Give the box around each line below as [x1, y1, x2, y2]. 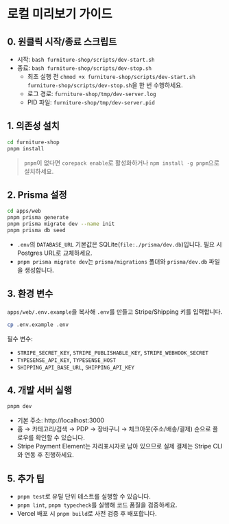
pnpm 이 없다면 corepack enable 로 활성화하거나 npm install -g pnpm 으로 [23, 159, 220, 167]
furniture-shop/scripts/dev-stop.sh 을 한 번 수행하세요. [27, 81, 183, 89]
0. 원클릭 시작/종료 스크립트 [7, 36, 117, 47]
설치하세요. [23, 167, 54, 175]
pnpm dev [7, 403, 32, 410]
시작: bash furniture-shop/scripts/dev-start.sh [16, 56, 155, 63]
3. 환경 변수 [7, 288, 53, 299]
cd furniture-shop [7, 139, 60, 146]
